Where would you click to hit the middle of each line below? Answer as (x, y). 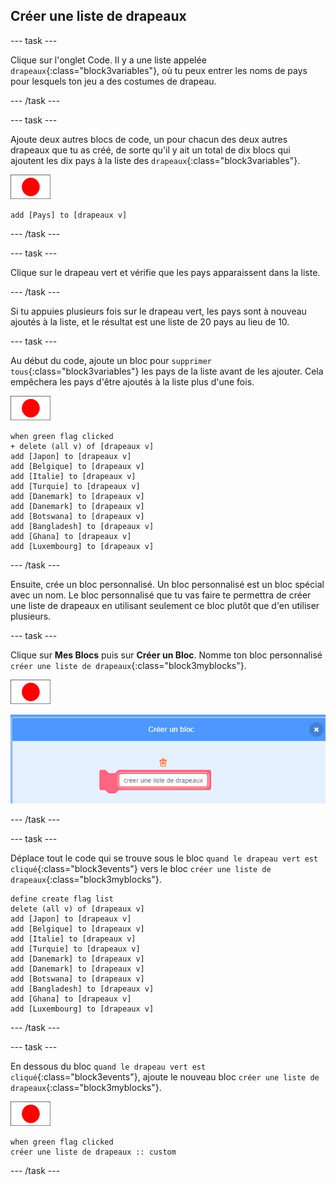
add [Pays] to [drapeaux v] (69, 215)
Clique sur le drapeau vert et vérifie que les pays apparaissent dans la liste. (165, 272)
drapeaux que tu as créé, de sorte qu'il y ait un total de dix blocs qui (150, 150)
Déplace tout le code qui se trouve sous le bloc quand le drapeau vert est (164, 858)
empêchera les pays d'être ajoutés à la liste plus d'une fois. (132, 381)
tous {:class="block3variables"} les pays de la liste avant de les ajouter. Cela (167, 371)
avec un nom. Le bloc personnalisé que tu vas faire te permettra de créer (161, 595)
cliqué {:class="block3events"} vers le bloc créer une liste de (141, 869)
